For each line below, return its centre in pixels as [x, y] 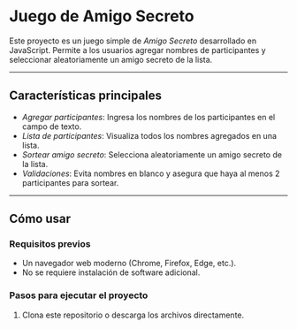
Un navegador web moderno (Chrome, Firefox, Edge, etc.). [129, 264]
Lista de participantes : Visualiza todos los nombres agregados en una [149, 135]
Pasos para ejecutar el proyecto [79, 295]
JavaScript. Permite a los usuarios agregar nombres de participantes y [138, 50]
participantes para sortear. [70, 182]
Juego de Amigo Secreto [102, 16]
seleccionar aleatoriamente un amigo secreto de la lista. [111, 59]
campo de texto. [52, 126]
